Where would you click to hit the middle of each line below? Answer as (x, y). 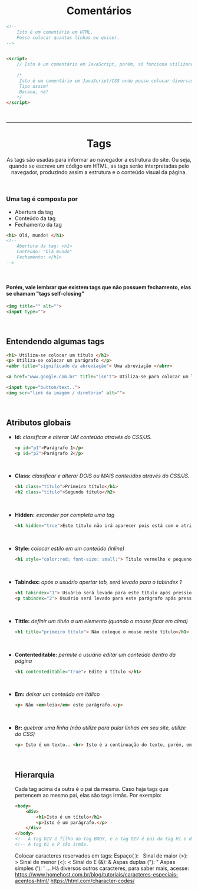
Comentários (99, 11)
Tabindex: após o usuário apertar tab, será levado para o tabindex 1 (98, 582)
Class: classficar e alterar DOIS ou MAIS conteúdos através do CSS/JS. (102, 476)
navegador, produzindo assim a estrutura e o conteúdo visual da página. (99, 172)
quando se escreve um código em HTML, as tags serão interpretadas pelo (99, 166)
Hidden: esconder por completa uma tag (65, 515)
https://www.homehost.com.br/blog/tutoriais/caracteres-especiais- (96, 874)
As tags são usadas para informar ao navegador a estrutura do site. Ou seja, (99, 160)
